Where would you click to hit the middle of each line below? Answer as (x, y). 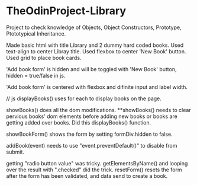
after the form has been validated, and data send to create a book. (87, 176)
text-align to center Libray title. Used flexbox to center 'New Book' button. (96, 51)
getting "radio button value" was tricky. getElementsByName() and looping (97, 163)
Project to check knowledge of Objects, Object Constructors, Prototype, (94, 27)
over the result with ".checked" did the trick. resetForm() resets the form (94, 170)
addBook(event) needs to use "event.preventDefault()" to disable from (92, 145)
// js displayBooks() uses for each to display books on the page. (84, 98)
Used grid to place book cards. (44, 58)
